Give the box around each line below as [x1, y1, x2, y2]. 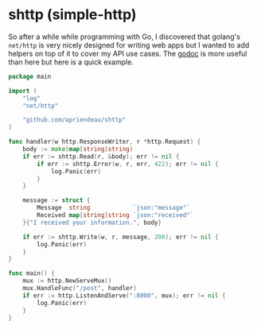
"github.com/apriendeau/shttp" [22, 116, 127, 124]
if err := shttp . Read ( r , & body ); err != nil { [22, 153, 180, 161]
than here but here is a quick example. [8, 57, 134, 67]
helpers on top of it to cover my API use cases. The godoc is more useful [8, 48, 247, 58]
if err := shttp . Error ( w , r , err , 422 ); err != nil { [37, 160, 219, 168]
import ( [8, 87, 37, 95]
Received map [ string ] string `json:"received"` [37, 211, 194, 219]
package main [8, 72, 52, 80]
